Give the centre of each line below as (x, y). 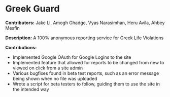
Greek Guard (32, 9)
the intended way (31, 89)
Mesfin (13, 28)
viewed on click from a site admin (48, 68)
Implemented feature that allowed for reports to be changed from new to (88, 62)
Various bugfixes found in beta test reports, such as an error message (86, 73)
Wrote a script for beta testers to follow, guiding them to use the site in (86, 84)
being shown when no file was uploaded (55, 78)
